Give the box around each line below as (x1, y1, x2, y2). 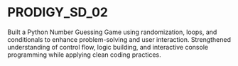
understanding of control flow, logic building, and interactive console (7, 43, 208, 51)
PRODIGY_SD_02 (7, 4, 109, 21)
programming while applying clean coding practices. (7, 50, 161, 59)
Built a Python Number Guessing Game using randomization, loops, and (7, 28, 217, 36)
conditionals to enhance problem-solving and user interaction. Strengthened (7, 35, 232, 43)
